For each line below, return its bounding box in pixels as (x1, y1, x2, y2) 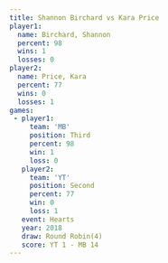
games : (9, 106, 34, 115)
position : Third (29, 131, 91, 140)
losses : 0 (17, 55, 54, 64)
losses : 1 (17, 97, 54, 107)
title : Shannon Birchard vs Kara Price (9, 13, 160, 23)
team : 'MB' (29, 123, 70, 132)
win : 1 (29, 147, 54, 156)
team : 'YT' (29, 173, 70, 182)
